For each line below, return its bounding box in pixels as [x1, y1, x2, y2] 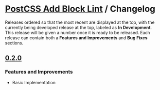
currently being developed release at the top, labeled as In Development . [5, 24, 152, 30]
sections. [5, 40, 23, 45]
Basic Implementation [12, 79, 56, 85]
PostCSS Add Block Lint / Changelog [5, 3, 156, 15]
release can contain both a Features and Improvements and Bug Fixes [5, 35, 148, 41]
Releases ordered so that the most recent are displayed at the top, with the [5, 19, 155, 25]
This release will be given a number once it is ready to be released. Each [5, 30, 150, 35]
